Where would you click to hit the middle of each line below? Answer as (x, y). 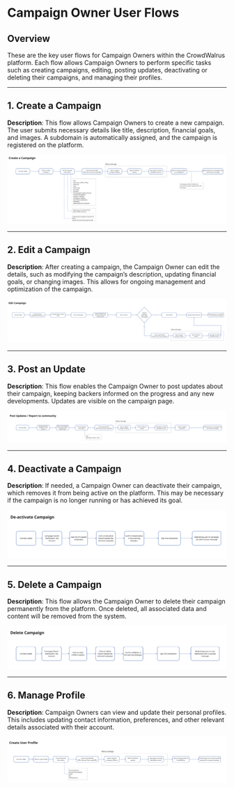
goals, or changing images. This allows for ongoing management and (106, 281)
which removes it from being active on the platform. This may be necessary (116, 493)
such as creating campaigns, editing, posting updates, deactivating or (107, 70)
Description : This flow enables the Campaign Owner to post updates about (115, 386)
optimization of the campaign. (50, 289)
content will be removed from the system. (67, 616)
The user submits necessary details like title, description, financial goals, (111, 130)
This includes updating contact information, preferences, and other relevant (116, 720)
